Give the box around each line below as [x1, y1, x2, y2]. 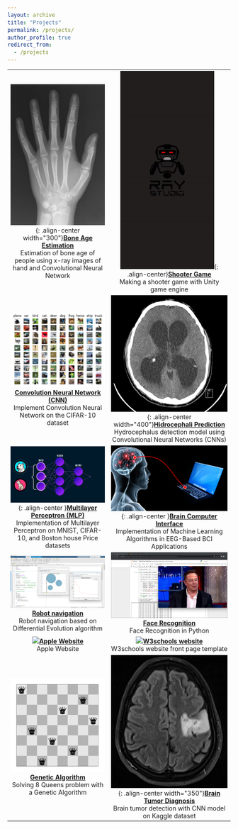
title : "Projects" [7, 18, 62, 26]
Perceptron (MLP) [30, 511, 85, 520]
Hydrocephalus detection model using [113, 428, 225, 436]
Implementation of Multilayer [16, 518, 100, 528]
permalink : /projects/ [7, 26, 74, 33]
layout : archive [7, 11, 55, 18]
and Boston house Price [28, 534, 98, 543]
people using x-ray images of [14, 256, 101, 265]
